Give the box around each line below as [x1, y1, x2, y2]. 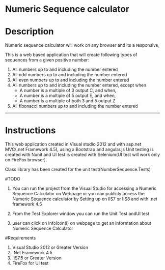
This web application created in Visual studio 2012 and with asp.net [5, 141, 141, 147]
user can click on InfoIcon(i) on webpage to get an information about [12, 220, 151, 226]
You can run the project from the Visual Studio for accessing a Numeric [12, 185, 157, 191]
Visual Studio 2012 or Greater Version [12, 244, 88, 250]
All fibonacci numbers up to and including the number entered [12, 103, 138, 109]
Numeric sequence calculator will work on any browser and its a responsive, [5, 42, 160, 48]
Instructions [5, 125, 56, 136]
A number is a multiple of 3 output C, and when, [19, 88, 117, 93]
